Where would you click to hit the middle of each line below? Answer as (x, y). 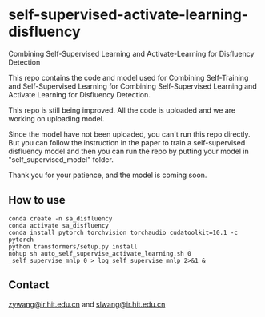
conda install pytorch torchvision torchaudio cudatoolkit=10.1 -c (123, 232)
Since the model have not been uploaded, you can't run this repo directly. (129, 134)
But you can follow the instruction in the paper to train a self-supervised (127, 142)
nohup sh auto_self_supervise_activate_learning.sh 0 (100, 253)
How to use (37, 200)
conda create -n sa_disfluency (60, 218)
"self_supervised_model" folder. (61, 159)
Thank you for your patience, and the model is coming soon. (108, 175)
